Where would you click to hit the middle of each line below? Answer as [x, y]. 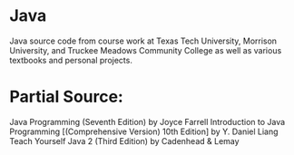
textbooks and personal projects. [71, 60]
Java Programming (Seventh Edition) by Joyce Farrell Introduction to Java [147, 121]
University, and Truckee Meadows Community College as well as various [146, 50]
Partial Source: [67, 97]
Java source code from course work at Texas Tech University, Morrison [143, 41]
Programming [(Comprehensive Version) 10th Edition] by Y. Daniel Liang [144, 131]
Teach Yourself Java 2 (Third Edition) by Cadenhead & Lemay [124, 140]
